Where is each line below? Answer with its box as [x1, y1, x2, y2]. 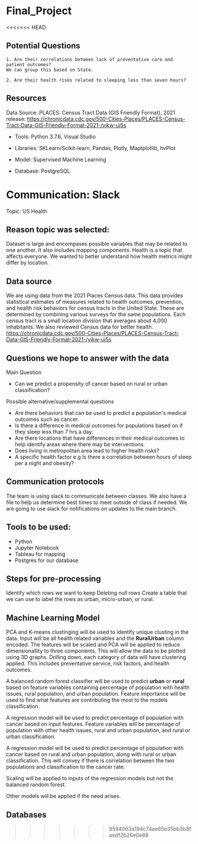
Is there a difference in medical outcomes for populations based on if [14, 421, 183, 429]
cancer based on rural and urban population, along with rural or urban [6, 751, 177, 758]
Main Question [6, 368, 42, 376]
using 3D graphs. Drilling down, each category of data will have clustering [6, 654, 186, 661]
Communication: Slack [6, 188, 120, 202]
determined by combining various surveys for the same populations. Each [6, 311, 186, 318]
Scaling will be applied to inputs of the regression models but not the [6, 775, 174, 782]
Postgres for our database [14, 557, 79, 564]
